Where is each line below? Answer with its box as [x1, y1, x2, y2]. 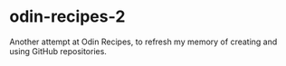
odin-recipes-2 [9, 6, 126, 27]
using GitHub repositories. [9, 45, 107, 56]
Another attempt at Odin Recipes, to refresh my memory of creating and [9, 36, 278, 47]
